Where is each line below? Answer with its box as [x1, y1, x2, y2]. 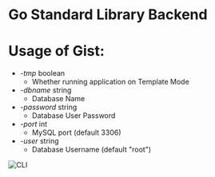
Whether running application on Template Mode [31, 77, 189, 87]
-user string [19, 136, 59, 146]
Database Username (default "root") [31, 145, 152, 155]
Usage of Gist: [8, 42, 106, 61]
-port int [19, 120, 48, 129]
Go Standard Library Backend [8, 6, 208, 24]
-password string [19, 102, 78, 112]
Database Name [31, 94, 86, 104]
